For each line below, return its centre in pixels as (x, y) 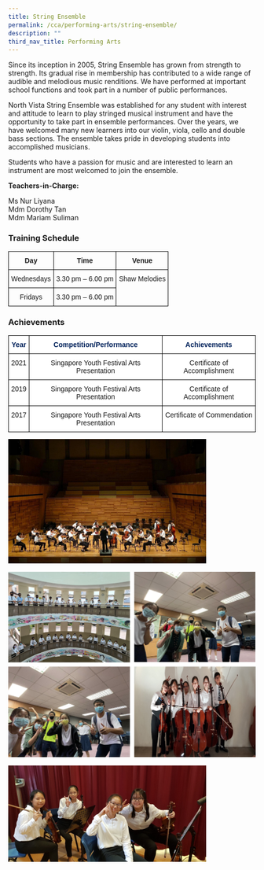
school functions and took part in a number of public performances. (118, 90)
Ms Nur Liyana (32, 201)
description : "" (35, 33)
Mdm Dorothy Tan (37, 209)
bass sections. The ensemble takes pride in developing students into (119, 138)
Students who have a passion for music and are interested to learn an (121, 162)
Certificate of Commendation (209, 415)
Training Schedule (44, 238)
